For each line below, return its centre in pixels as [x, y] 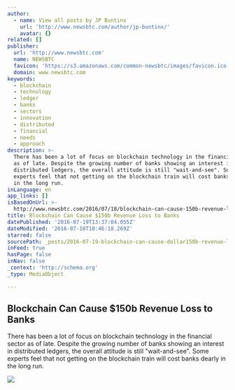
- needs [25, 137]
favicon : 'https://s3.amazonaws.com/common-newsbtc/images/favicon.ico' [122, 66]
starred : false [29, 235]
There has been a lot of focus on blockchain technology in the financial [109, 336]
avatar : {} [36, 33]
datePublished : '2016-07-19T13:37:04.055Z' [72, 222]
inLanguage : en [29, 190]
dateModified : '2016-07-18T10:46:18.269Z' [70, 228]
